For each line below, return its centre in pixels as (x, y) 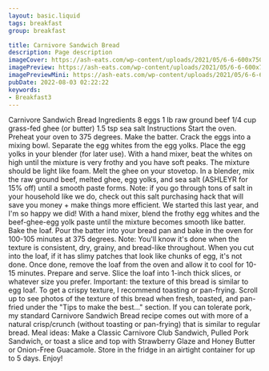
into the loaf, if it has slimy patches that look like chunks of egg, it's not (125, 256)
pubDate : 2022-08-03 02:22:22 (59, 82)
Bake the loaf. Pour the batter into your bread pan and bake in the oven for (131, 231)
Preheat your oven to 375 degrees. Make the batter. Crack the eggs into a (130, 137)
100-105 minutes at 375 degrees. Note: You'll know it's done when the (124, 239)
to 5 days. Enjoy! (36, 358)
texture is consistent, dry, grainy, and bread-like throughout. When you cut (131, 248)
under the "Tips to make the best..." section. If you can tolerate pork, (139, 307)
